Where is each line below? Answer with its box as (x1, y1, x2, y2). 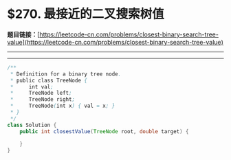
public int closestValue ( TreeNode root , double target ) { (19, 128, 189, 135)
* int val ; (10, 83, 54, 90)
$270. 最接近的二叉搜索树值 (7, 6, 164, 22)
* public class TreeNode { (10, 77, 88, 84)
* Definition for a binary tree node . (10, 70, 122, 78)
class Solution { (7, 122, 57, 128)
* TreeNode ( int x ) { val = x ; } (10, 102, 115, 110)
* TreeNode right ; (10, 96, 76, 103)
